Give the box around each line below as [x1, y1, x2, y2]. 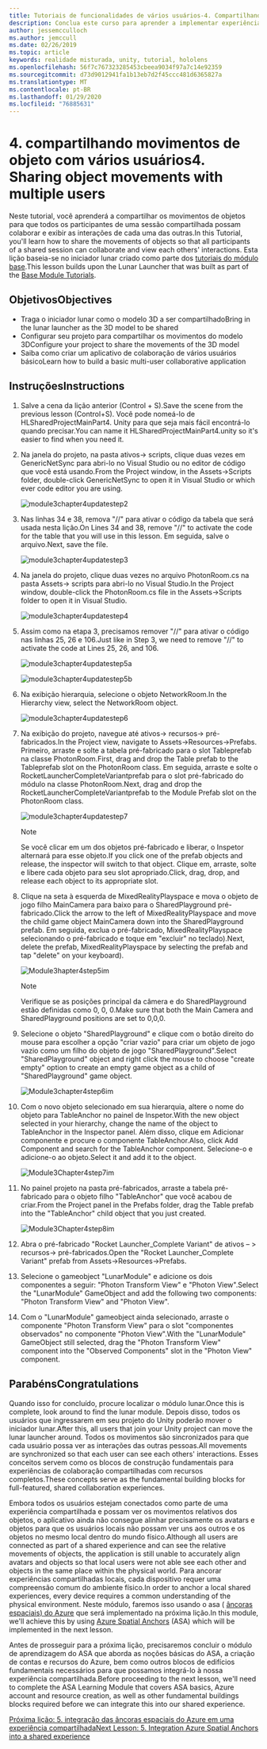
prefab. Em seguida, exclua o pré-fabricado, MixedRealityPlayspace [20, 925, 242, 934]
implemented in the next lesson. [9, 1624, 113, 1634]
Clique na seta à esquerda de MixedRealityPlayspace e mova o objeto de [20, 891, 259, 901]
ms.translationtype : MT [9, 78, 88, 86]
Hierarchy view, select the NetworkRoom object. [20, 698, 179, 707]
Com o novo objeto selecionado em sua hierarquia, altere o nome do [20, 1101, 244, 1111]
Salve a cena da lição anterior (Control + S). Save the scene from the [20, 400, 244, 410]
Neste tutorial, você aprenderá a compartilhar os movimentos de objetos [9, 211, 246, 221]
